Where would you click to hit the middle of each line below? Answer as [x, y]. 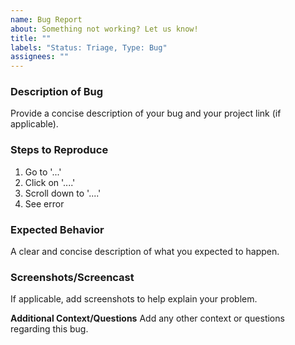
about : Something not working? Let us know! [104, 29]
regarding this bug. [49, 329]
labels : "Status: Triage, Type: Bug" [89, 47]
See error [44, 203]
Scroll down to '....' [63, 193]
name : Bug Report [46, 19]
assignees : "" [40, 57]
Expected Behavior [57, 229]
